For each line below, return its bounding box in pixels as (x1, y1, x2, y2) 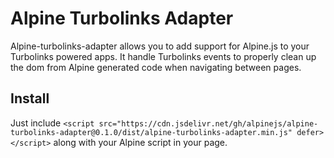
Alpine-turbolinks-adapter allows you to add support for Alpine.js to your (10, 40, 310, 52)
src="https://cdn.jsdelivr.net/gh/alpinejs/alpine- (98, 118, 319, 129)
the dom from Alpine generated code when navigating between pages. (10, 61, 302, 73)
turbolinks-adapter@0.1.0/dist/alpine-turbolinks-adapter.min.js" (10, 127, 293, 137)
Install (10, 90, 50, 107)
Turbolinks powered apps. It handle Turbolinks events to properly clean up (10, 50, 317, 62)
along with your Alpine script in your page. (53, 136, 228, 148)
